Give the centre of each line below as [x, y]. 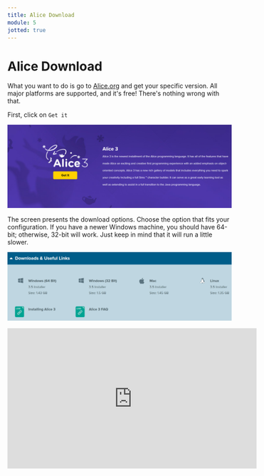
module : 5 [22, 22]
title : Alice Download [41, 15]
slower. [18, 242]
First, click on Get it [37, 115]
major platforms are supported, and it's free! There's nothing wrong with [113, 93]
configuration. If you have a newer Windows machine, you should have [111, 227]
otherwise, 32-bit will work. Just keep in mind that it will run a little [115, 234]
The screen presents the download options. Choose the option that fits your [118, 219]
